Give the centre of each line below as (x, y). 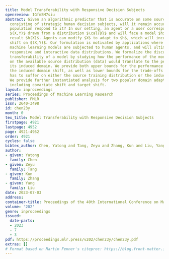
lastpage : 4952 (21, 127)
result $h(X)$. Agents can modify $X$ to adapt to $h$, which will (82, 38)
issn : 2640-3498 (22, 104)
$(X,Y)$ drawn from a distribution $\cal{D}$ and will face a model (83, 33)
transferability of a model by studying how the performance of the (83, 57)
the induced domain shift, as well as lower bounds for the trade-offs (87, 71)
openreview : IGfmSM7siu (30, 15)
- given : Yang (20, 183)
